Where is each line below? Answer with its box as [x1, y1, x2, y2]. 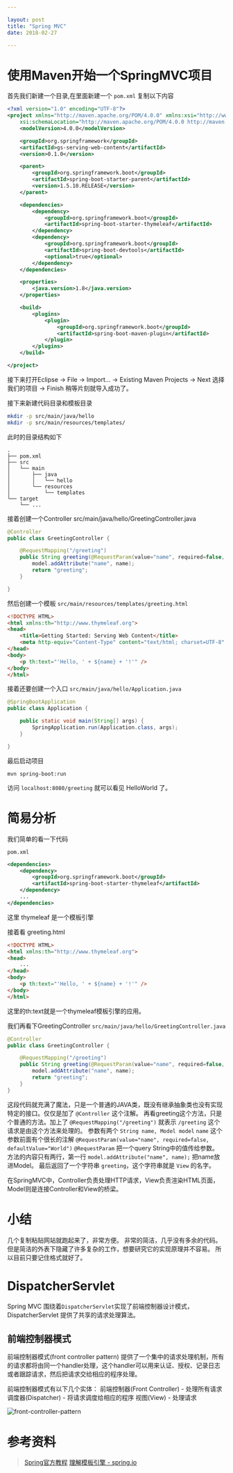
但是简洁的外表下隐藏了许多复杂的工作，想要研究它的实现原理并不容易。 [7, 1244, 214, 1253]
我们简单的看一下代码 [7, 835, 68, 843]
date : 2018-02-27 [7, 29, 58, 36]
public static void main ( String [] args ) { [19, 718, 144, 725]
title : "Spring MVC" [7, 22, 67, 30]
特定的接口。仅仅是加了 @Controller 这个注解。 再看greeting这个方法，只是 [7, 1109, 223, 1117]
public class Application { [7, 705, 89, 712]
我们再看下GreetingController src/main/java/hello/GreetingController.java [7, 1022, 226, 1030]
